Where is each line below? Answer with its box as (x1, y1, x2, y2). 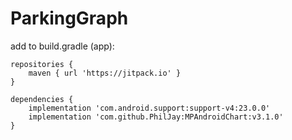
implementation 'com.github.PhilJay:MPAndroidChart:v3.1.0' (28, 112, 284, 122)
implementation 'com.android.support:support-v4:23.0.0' (28, 103, 271, 113)
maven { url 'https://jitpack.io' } (28, 68, 182, 78)
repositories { (10, 59, 74, 69)
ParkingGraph (10, 7, 129, 30)
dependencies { (10, 94, 74, 104)
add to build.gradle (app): (10, 40, 115, 52)
